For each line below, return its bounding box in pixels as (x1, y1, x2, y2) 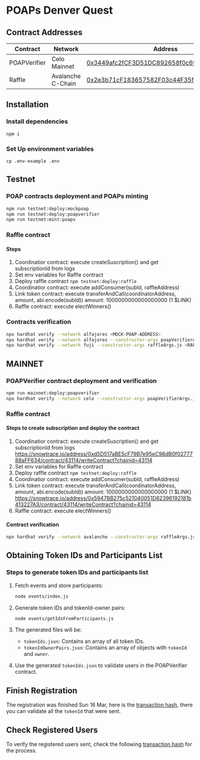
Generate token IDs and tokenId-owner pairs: (14, 604, 126, 611)
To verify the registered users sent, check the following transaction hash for (6, 741, 192, 748)
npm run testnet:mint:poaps (6, 216, 76, 223)
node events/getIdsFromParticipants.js (14, 615, 114, 621)
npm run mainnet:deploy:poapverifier (6, 390, 100, 396)
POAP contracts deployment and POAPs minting (6, 192, 149, 200)
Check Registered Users (6, 725, 98, 735)
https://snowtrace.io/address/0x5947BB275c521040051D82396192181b (14, 494, 192, 501)
